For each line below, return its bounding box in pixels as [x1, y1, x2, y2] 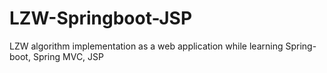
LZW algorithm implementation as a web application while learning [9, 40, 284, 52]
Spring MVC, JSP [32, 50, 105, 62]
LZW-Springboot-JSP [9, 7, 193, 30]
